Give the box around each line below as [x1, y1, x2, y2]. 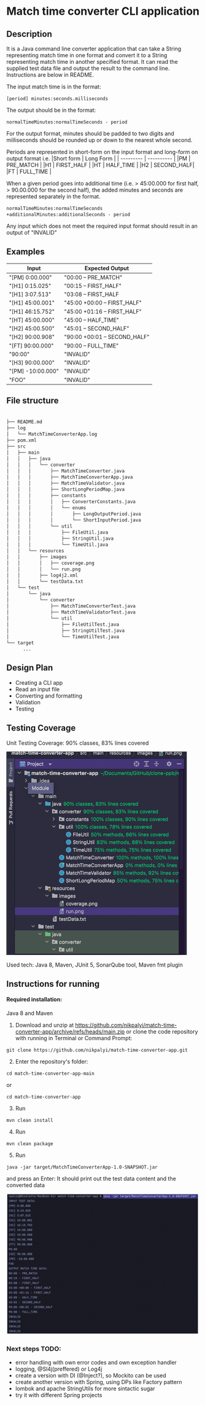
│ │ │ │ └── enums [6, 505, 87, 511]
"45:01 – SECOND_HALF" [64, 325, 130, 332]
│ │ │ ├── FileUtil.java [6, 529, 109, 535]
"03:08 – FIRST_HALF [64, 290, 119, 298]
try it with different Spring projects [15, 1391, 102, 1398]
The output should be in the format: [6, 106, 96, 114]
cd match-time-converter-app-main [6, 1070, 95, 1077]
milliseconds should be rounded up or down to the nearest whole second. [6, 136, 193, 144]
